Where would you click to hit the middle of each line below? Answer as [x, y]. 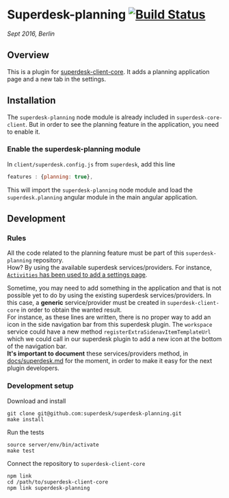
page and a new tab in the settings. [57, 79]
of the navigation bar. [37, 347]
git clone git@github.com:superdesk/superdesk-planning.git [95, 413]
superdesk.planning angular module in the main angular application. [103, 197]
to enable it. [24, 132]
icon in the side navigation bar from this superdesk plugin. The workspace [110, 325]
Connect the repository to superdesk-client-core [76, 463]
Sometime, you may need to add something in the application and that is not [114, 288]
